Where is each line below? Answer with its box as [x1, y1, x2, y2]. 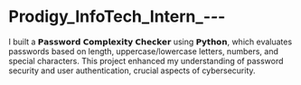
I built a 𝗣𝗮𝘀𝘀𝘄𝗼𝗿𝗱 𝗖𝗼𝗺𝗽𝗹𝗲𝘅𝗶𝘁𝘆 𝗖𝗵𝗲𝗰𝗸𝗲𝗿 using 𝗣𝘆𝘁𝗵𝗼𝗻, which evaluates [8, 36, 293, 47]
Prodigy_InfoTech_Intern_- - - [8, 6, 226, 27]
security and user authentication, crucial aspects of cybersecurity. [8, 65, 256, 76]
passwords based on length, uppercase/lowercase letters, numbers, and [8, 45, 279, 56]
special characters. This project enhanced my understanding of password [8, 55, 284, 66]
